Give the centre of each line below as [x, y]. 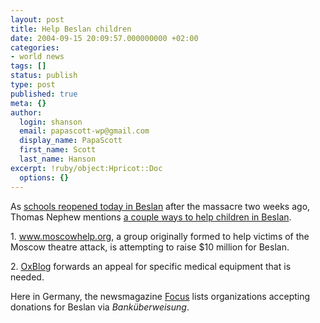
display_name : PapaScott [71, 141]
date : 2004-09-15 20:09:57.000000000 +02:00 [104, 38]
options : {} [44, 177]
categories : [35, 47]
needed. [27, 277]
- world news [37, 57]
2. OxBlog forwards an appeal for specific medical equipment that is [151, 266]
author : [26, 112]
